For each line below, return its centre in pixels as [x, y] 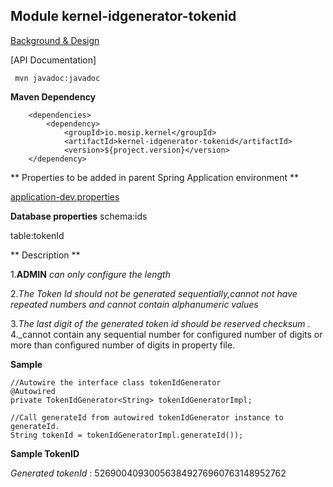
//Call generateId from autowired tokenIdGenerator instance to [147, 417]
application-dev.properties [65, 196]
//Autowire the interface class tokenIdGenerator [116, 382]
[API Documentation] [53, 60]
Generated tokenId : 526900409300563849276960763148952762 [148, 473]
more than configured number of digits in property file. [123, 345]
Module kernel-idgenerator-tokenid [123, 16]
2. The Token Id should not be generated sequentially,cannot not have [154, 293]
